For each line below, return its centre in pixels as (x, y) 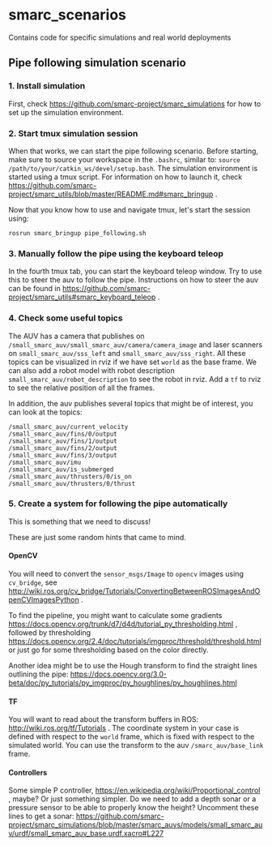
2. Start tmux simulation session (73, 133)
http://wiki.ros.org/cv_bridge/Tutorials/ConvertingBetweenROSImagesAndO (134, 591)
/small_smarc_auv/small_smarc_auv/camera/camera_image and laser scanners (136, 344)
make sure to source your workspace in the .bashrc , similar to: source (125, 159)
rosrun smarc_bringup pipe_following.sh (78, 233)
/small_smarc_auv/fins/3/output (63, 455)
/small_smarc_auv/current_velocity (68, 427)
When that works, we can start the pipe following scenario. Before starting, (134, 151)
